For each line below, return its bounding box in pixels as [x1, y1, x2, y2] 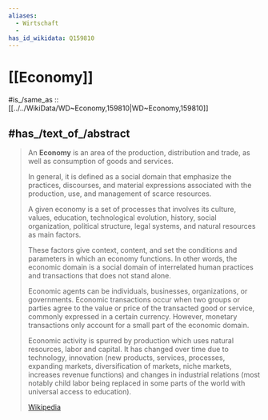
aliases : [8, 11, 38, 20]
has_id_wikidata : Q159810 [8, 34, 94, 42]
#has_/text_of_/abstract [8, 126, 130, 140]
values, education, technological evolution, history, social [27, 213, 218, 222]
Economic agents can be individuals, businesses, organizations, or [27, 286, 248, 296]
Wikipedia [27, 402, 62, 412]
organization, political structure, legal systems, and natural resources [27, 222, 256, 230]
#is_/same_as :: [8, 95, 59, 105]
